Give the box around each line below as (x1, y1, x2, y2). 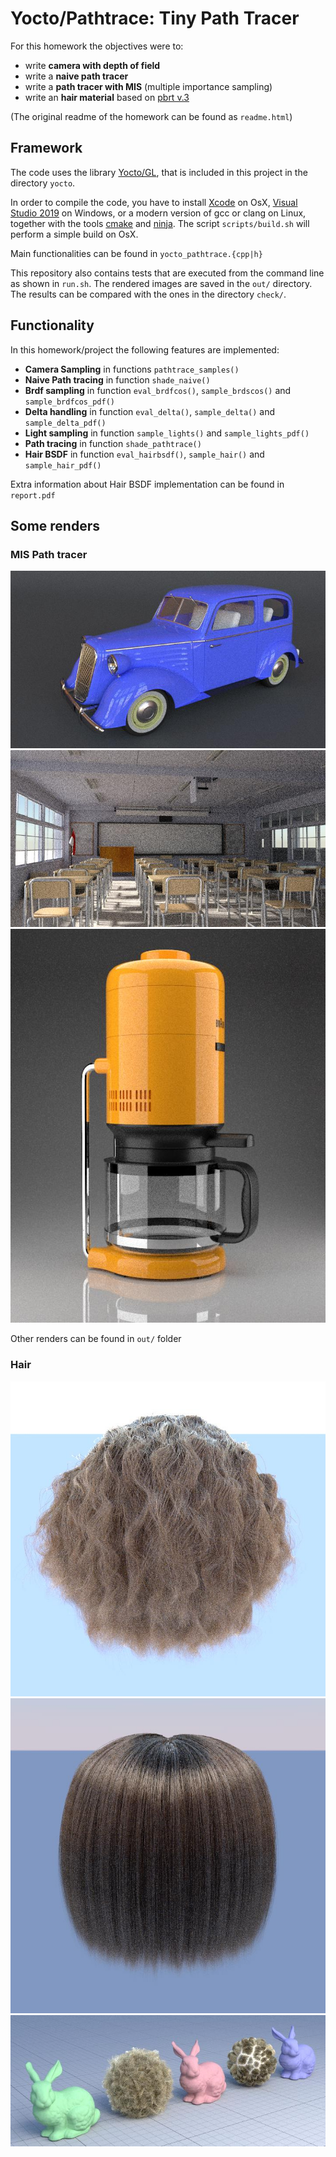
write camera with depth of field (24, 59, 161, 71)
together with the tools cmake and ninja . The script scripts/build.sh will (10, 217, 310, 229)
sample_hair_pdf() (24, 460, 102, 471)
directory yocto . (10, 177, 76, 189)
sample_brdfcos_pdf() (24, 397, 115, 407)
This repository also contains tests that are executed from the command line (10, 267, 325, 279)
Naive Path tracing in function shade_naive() (24, 373, 211, 386)
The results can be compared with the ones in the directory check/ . (10, 288, 287, 300)
